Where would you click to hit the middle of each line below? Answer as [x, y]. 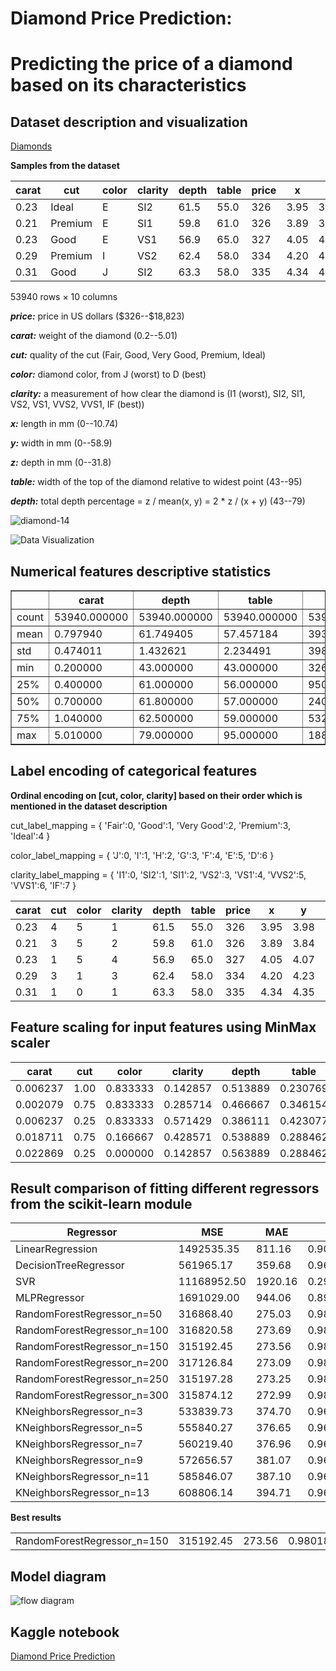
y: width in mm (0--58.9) [61, 443]
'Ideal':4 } [30, 836]
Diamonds [31, 146]
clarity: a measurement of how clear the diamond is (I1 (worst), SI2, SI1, [158, 394]
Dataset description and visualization [129, 122]
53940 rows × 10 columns [64, 297]
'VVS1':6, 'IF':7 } [43, 885]
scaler [30, 1043]
